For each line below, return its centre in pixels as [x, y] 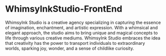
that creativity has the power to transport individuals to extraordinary [75, 43]
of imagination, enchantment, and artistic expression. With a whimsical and [82, 27]
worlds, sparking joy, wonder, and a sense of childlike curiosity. [70, 48]
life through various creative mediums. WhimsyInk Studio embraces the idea [83, 38]
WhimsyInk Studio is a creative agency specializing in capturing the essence [83, 22]
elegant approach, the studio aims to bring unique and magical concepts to [82, 33]
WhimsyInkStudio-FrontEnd [64, 9]
